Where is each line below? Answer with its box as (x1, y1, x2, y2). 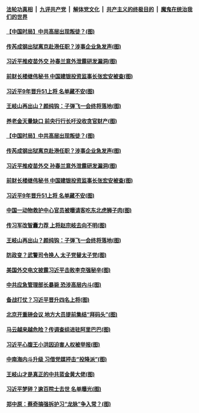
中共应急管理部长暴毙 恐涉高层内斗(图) (6, 281, 101, 288)
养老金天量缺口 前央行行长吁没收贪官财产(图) (6, 117, 118, 125)
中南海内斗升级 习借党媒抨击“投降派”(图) (6, 356, 107, 363)
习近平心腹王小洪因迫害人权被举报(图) (6, 341, 101, 348)
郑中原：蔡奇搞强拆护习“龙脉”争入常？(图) (6, 400, 112, 408)
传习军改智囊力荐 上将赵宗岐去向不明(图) (6, 222, 107, 229)
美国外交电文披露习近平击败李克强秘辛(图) (6, 266, 111, 273)
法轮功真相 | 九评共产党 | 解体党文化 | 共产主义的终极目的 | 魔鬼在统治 (6, 5, 188, 13)
